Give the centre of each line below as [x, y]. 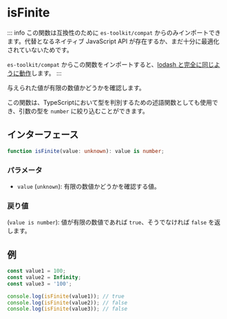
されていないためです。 [40, 50]
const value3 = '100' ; [40, 284]
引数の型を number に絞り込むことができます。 [84, 111]
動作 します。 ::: [40, 73]
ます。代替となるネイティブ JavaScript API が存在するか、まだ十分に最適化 [113, 41]
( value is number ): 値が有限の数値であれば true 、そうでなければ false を [111, 223]
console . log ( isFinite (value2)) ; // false [67, 302]
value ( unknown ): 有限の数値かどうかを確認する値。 [88, 186]
